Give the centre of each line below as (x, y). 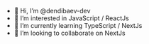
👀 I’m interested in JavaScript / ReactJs (71, 18)
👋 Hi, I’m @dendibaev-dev (52, 11)
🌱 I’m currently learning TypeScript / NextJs (78, 25)
